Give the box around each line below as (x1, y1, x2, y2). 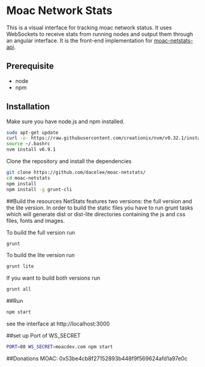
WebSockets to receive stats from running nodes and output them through (6, 30, 193, 37)
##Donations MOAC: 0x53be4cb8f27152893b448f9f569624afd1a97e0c (6, 355, 188, 362)
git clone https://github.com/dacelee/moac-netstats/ (6, 169, 146, 176)
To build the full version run (6, 228, 75, 236)
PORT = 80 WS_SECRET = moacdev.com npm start (6, 344, 113, 350)
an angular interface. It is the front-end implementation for (6, 37, 153, 44)
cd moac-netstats (6, 175, 51, 181)
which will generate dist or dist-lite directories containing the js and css (6, 210, 186, 217)
